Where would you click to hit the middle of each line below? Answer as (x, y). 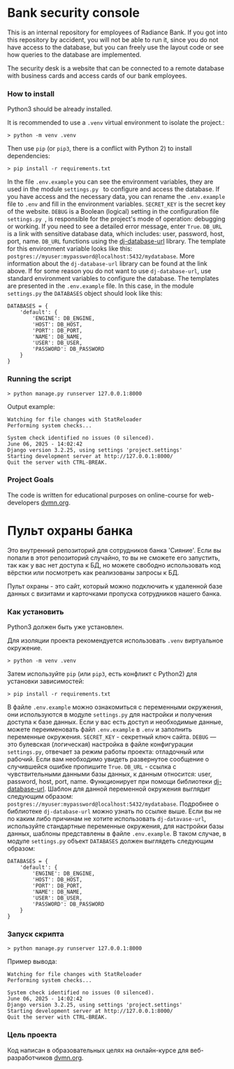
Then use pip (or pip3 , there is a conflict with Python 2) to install (100, 149)
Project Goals (31, 480)
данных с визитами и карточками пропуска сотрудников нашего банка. (115, 593)
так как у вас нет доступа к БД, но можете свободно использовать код (114, 565)
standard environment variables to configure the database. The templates (113, 279)
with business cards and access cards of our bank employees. (97, 76)
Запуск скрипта (36, 934)
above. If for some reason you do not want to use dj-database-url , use (109, 271)
